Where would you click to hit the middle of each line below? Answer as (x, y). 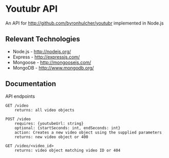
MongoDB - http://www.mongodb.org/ (53, 67)
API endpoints (20, 96)
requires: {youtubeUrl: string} (49, 123)
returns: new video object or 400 (51, 137)
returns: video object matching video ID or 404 (68, 150)
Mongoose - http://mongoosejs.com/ (52, 62)
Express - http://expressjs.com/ (46, 57)
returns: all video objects (44, 110)
